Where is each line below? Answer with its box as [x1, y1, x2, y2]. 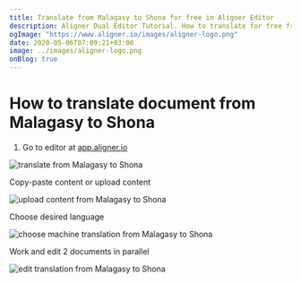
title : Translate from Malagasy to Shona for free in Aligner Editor [9, 13, 275, 22]
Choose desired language [9, 211, 105, 222]
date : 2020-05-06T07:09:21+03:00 [9, 38, 134, 47]
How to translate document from [9, 93, 256, 114]
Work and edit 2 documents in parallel [9, 245, 150, 256]
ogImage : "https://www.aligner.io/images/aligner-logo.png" [9, 30, 239, 39]
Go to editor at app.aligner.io [21, 141, 128, 152]
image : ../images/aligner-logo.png [9, 47, 142, 56]
